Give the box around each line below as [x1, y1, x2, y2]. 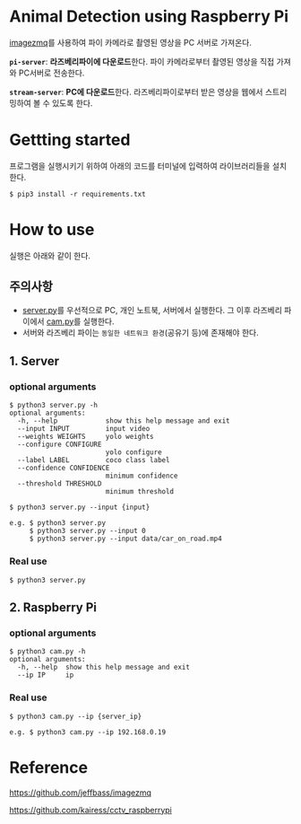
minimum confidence [105, 471, 178, 481]
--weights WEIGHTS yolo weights [17, 433, 154, 442]
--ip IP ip [17, 671, 74, 679]
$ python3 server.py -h [9, 401, 99, 410]
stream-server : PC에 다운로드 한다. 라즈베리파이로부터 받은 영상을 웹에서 [9, 86, 263, 97]
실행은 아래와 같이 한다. [9, 250, 91, 261]
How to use [9, 220, 95, 240]
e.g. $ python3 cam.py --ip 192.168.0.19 [9, 727, 167, 737]
